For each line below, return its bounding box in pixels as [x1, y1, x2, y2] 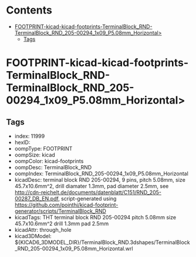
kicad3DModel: [14, 232, 52, 239]
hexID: [14, 139, 31, 146]
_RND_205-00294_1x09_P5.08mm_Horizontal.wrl [14, 245, 133, 252]
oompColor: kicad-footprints [14, 157, 84, 165]
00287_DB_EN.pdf [14, 195, 59, 202]
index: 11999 [14, 132, 45, 139]
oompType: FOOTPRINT [14, 145, 73, 152]
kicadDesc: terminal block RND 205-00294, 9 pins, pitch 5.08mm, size [14, 176, 186, 183]
